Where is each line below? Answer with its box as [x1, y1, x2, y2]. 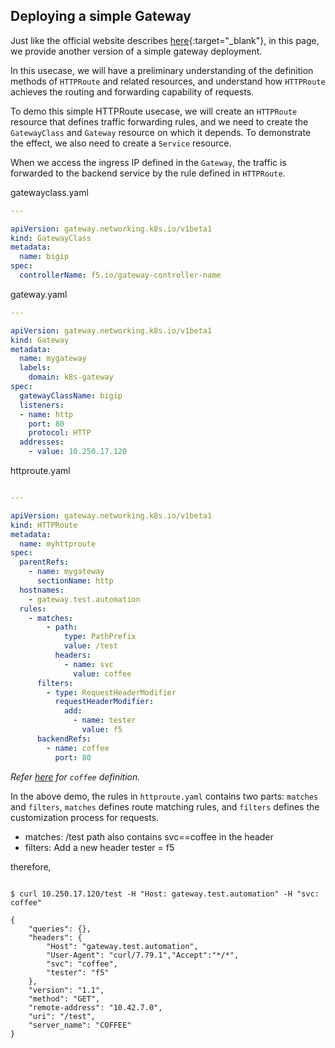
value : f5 [81, 725, 123, 735]
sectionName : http [36, 576, 114, 586]
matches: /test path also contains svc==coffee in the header [24, 830, 274, 843]
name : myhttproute [19, 539, 97, 549]
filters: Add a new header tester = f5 [24, 841, 175, 853]
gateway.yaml [10, 288, 68, 300]
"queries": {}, [28, 924, 92, 934]
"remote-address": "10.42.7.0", [28, 1002, 163, 1013]
